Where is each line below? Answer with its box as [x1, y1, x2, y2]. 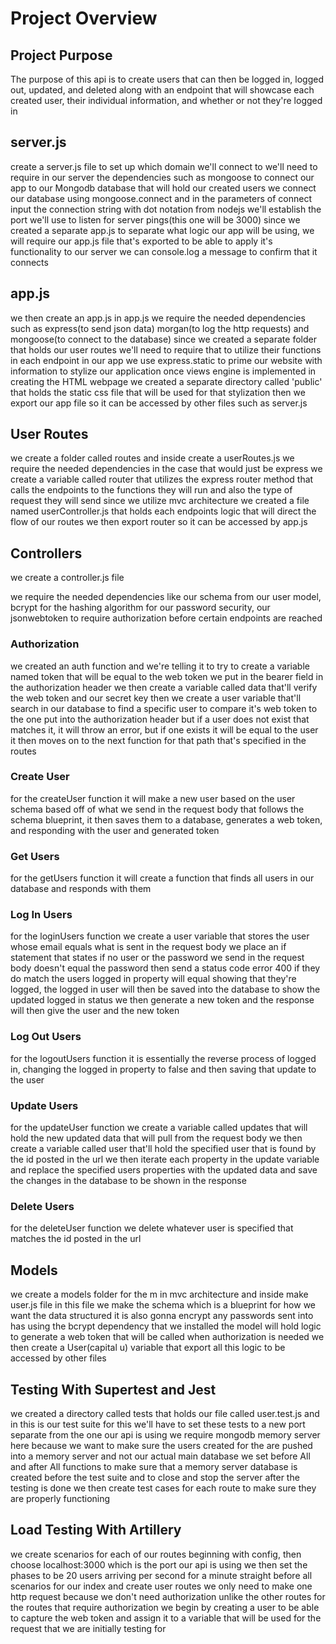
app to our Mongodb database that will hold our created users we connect [10, 182, 317, 194]
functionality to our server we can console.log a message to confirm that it [10, 245, 318, 257]
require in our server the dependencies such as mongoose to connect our [10, 171, 315, 183]
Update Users [10, 1098, 79, 1112]
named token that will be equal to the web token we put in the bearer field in [10, 670, 324, 682]
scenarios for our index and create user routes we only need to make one [10, 1580, 313, 1592]
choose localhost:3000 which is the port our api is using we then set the [10, 1558, 308, 1571]
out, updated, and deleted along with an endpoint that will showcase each [10, 84, 315, 96]
